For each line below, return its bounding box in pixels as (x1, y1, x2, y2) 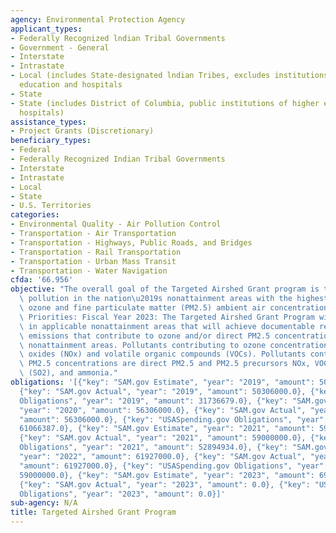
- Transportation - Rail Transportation (10, 247, 182, 257)
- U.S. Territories (10, 201, 92, 211)
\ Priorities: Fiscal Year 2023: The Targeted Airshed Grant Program (19, 312, 315, 322)
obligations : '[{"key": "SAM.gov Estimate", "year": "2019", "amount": (10, 377, 315, 387)
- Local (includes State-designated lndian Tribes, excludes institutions (10, 71, 329, 81)
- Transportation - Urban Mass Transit (10, 256, 177, 266)
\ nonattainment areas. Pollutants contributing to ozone (19, 340, 267, 350)
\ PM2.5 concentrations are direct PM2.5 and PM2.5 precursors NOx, (19, 359, 311, 369)
